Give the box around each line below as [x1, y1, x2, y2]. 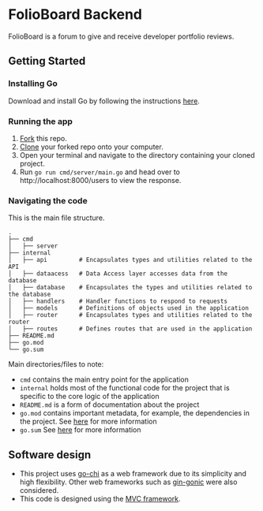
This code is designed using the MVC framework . [19, 494, 181, 504]
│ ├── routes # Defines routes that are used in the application [8, 325, 253, 333]
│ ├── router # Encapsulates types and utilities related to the [8, 311, 253, 319]
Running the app [8, 116, 73, 127]
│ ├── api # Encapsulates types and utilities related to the [8, 256, 253, 264]
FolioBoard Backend [8, 6, 143, 24]
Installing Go [8, 78, 58, 89]
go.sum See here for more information [19, 425, 141, 435]
